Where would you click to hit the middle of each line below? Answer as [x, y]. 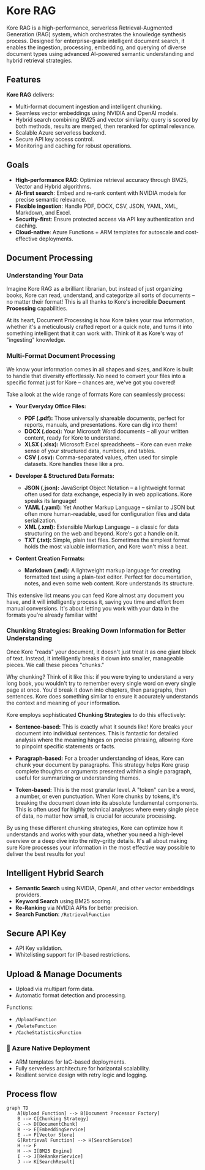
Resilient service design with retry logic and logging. [81, 1075]
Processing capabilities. [37, 309]
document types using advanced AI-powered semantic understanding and [100, 53]
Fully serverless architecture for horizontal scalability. [83, 1068]
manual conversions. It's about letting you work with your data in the [93, 608]
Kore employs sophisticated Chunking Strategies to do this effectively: [96, 714]
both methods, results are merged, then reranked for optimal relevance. [105, 126]
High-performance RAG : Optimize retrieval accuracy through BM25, [102, 180]
